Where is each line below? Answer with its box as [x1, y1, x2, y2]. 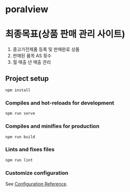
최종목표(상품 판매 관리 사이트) [5, 29, 125, 40]
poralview [5, 4, 48, 15]
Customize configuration [5, 169, 69, 176]
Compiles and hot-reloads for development [5, 99, 115, 106]
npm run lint [5, 157, 33, 162]
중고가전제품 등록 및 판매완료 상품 [12, 46, 80, 52]
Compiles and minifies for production [5, 123, 99, 130]
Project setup [5, 74, 49, 83]
